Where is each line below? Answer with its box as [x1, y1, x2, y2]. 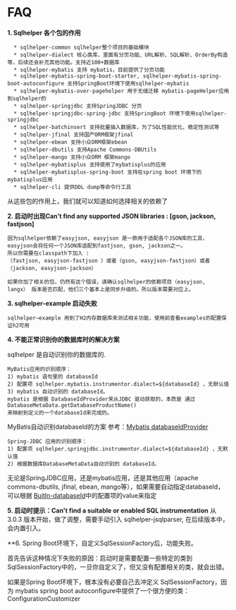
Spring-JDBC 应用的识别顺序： [7, 438, 88, 445]
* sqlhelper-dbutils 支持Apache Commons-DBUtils [13, 146, 157, 153]
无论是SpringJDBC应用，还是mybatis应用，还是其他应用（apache [7, 473, 199, 482]
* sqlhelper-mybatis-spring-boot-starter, [13, 72, 140, 80]
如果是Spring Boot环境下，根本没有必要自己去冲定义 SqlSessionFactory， [7, 578, 221, 586]
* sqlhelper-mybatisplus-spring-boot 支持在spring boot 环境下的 [13, 169, 202, 176]
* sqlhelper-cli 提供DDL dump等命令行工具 [13, 183, 132, 190]
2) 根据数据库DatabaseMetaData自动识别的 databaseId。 [7, 460, 160, 468]
